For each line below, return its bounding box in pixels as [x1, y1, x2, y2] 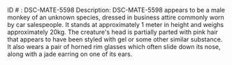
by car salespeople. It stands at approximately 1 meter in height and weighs [7, 21, 224, 28]
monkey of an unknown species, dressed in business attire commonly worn [7, 13, 225, 21]
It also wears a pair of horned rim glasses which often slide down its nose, [7, 43, 221, 50]
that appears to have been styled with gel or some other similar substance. [7, 35, 223, 44]
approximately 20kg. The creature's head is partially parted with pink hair [7, 28, 219, 36]
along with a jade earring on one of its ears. [7, 50, 133, 58]
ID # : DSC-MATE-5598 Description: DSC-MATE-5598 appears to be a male [7, 6, 226, 14]
